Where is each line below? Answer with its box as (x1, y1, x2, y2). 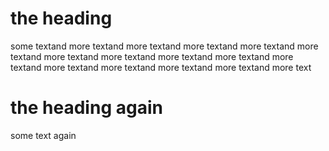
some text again (10, 129, 77, 141)
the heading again (10, 97, 163, 119)
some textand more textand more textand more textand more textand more (10, 40, 319, 52)
